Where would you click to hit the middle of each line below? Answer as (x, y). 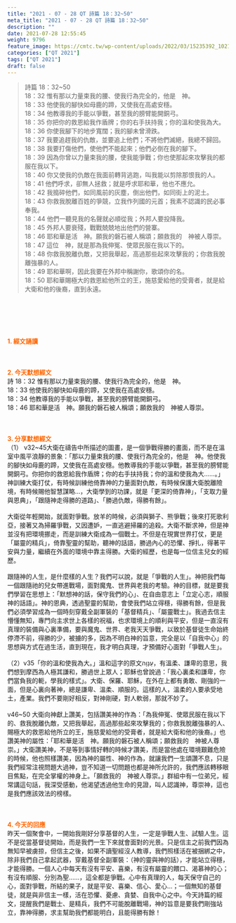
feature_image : (29, 46)
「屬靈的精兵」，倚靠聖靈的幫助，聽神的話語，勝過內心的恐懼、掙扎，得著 (113, 542)
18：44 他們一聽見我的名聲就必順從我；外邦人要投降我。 (106, 218)
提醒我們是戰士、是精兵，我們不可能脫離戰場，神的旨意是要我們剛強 (118, 903)
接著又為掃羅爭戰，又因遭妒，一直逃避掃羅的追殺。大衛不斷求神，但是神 (124, 525)
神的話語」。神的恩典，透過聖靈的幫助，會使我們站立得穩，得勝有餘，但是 (113, 603)
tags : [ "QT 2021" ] (34, 60)
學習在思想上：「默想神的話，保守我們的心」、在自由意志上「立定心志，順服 (121, 594)
